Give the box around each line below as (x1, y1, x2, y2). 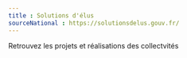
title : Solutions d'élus (8, 11, 94, 20)
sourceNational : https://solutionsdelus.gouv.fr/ (8, 19, 180, 27)
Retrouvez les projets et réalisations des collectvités (8, 41, 179, 50)
